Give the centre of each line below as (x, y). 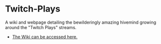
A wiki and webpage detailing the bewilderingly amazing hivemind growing (81, 22)
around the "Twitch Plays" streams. (41, 27)
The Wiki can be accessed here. (45, 37)
